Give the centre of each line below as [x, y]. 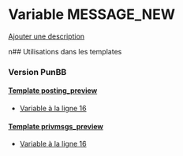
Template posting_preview [53, 91]
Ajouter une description [47, 36]
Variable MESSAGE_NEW [92, 15]
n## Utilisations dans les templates [65, 51]
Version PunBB [37, 72]
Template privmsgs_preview [56, 126]
